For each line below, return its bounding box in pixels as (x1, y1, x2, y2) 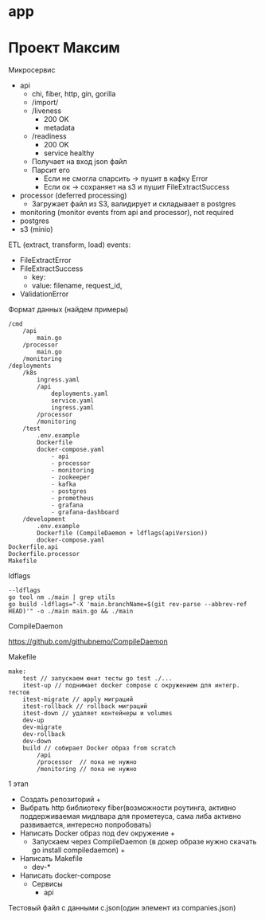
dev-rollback (22, 730, 66, 738)
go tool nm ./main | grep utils (8, 593, 115, 601)
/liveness (31, 106, 62, 115)
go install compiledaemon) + (31, 845, 126, 855)
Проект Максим (8, 39, 121, 57)
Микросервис (8, 65, 56, 75)
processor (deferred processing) (19, 190, 127, 201)
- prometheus (50, 495, 94, 503)
